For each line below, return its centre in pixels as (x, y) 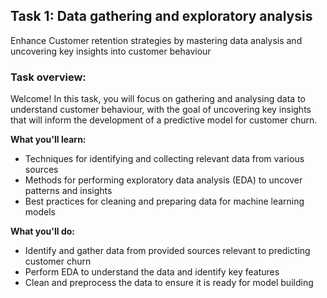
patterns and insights (68, 191)
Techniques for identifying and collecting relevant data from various (164, 159)
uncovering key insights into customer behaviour (111, 51)
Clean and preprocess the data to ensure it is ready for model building (169, 283)
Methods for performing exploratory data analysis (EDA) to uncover (163, 180)
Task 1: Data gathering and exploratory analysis (161, 16)
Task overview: (48, 77)
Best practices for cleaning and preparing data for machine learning (164, 201)
